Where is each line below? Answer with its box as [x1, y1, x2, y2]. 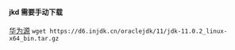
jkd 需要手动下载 [9, 7, 63, 16]
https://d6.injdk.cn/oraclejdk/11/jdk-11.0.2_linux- [49, 27, 228, 35]
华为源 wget [9, 26, 47, 35]
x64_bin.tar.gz [9, 35, 60, 43]
